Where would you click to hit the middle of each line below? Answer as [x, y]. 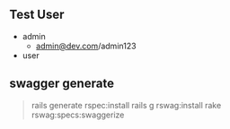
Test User [37, 15]
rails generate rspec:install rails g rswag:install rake [126, 105]
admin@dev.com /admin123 [86, 46]
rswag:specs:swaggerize [78, 115]
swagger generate [62, 84]
